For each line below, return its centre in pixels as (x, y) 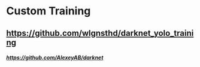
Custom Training (49, 11)
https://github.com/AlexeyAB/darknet (55, 57)
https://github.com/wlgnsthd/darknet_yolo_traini (100, 33)
